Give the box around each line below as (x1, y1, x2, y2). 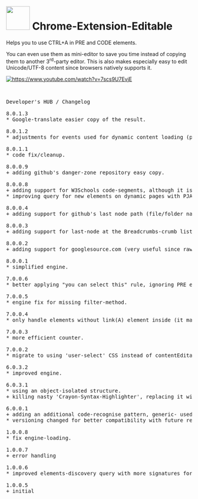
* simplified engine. (6, 263, 69, 270)
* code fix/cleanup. (6, 151, 66, 158)
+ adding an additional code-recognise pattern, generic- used (6, 411, 193, 418)
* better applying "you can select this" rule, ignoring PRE (6, 281, 187, 288)
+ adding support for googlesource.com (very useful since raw (6, 245, 193, 252)
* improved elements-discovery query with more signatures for (6, 470, 193, 477)
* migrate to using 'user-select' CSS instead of (6, 352, 153, 359)
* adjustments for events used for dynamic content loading (6, 133, 184, 140)
